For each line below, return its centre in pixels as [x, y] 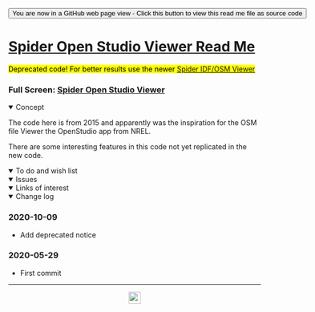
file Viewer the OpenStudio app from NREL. [80, 132]
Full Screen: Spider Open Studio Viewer [87, 90]
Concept [30, 107]
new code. [26, 156]
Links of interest [42, 188]
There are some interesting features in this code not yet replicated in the [127, 147]
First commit [40, 273]
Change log [35, 197]
